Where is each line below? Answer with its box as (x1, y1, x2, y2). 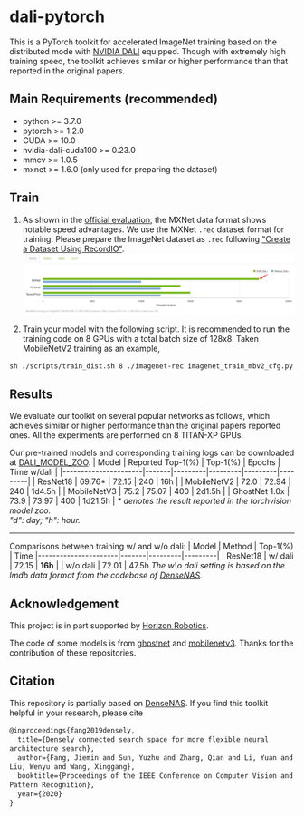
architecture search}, (9, 743, 95, 753)
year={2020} (17, 789, 63, 799)
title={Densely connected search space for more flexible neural (17, 734, 270, 744)
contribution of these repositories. (9, 646, 137, 658)
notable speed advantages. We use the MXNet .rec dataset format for (22, 224, 285, 235)
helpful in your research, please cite (9, 707, 143, 718)
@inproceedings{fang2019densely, (9, 725, 136, 735)
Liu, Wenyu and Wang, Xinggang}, (9, 762, 136, 772)
